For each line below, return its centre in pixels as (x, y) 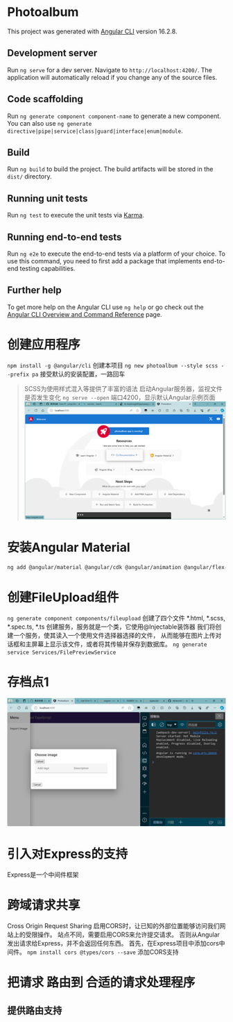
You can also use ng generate (50, 123)
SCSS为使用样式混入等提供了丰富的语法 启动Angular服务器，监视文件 (123, 388)
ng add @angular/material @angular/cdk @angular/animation (94, 568)
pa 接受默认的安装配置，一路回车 (79, 374)
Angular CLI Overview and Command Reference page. (85, 314)
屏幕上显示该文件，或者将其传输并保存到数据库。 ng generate (119, 644)
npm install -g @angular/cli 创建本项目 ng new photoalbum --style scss (113, 365)
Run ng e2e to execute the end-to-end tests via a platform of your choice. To (116, 254)
